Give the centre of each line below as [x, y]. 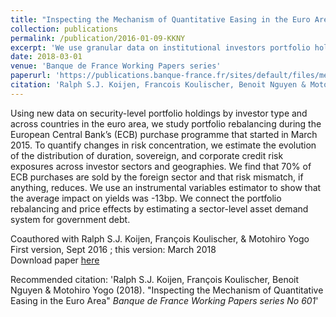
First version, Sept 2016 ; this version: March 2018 [113, 249]
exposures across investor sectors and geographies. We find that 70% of [161, 166]
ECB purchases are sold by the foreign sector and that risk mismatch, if [157, 177]
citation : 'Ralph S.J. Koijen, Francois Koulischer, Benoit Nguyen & [158, 85]
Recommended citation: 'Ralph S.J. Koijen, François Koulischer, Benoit [155, 279]
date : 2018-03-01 [46, 57]
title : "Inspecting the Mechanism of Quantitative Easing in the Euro [160, 19]
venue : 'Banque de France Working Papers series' [116, 66]
